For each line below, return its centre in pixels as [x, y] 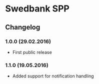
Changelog [23, 27]
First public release [32, 52]
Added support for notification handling [53, 76]
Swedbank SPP [37, 9]
